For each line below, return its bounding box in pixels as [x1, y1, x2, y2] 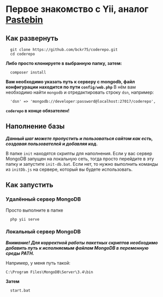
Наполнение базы [5, 122, 65, 131]
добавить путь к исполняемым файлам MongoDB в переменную [5, 245, 149, 251]
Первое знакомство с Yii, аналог [5, 3, 149, 15]
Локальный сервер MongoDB [5, 228, 81, 235]
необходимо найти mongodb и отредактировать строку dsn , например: [5, 89, 154, 95]
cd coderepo [10, 51, 35, 56]
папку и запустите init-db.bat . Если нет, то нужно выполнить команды [5, 161, 158, 167]
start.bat [10, 288, 30, 293]
